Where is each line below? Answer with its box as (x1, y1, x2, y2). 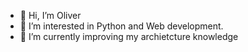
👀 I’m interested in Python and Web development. (19, 20, 224, 32)
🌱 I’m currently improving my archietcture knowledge (19, 31, 239, 42)
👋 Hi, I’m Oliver (19, 10, 82, 21)
